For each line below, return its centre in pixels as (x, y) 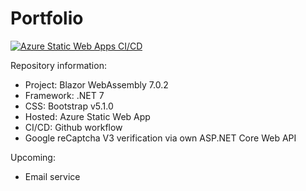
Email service (52, 176)
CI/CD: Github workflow (73, 127)
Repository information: (58, 65)
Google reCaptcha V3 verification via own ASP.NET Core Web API (160, 138)
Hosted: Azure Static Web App (87, 116)
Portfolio (47, 18)
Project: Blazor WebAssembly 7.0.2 (96, 84)
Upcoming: (33, 157)
